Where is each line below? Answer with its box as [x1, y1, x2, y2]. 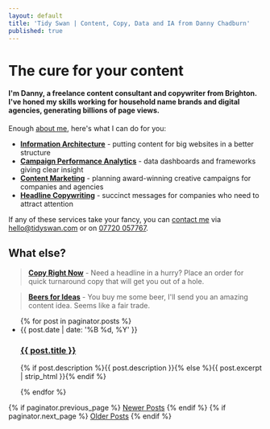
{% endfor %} [19, 387, 67, 397]
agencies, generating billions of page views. [8, 105, 160, 115]
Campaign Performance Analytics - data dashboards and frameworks [19, 156, 256, 166]
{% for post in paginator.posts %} [19, 316, 132, 326]
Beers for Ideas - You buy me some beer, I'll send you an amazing [27, 291, 248, 302]
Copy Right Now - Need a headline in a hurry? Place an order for [27, 267, 244, 278]
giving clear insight [19, 164, 84, 174]
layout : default [8, 11, 63, 20]
